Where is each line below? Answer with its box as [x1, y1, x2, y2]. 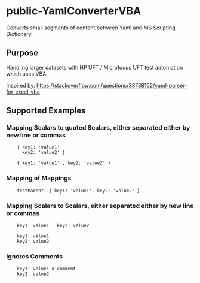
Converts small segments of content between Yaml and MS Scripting [6, 24, 176, 31]
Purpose [6, 48, 39, 58]
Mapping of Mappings [6, 174, 72, 182]
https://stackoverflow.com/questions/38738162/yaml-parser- [36, 82, 187, 89]
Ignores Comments [6, 252, 63, 260]
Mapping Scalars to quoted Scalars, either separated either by [6, 124, 190, 132]
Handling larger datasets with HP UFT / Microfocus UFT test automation [6, 64, 183, 71]
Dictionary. [6, 30, 33, 37]
